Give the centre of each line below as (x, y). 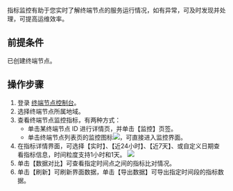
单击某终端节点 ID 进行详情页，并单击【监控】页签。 (102, 128)
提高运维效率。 (46, 19)
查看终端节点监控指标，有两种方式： (69, 120)
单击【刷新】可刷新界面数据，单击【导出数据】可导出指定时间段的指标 (118, 172)
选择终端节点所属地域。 (51, 111)
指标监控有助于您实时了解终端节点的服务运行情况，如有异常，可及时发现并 (113, 10)
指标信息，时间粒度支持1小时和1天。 (75, 154)
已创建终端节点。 (32, 60)
